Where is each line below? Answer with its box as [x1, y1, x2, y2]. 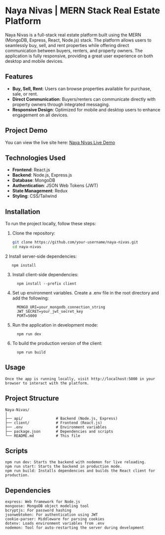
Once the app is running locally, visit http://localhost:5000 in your [5, 376, 155, 381]
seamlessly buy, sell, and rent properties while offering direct [5, 42, 130, 48]
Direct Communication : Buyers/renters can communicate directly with [12, 96, 156, 102]
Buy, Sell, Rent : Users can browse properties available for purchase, [12, 86, 152, 92]
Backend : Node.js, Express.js [12, 172, 72, 178]
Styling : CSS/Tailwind [12, 193, 57, 199]
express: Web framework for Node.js [5, 499, 80, 504]
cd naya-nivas [12, 244, 41, 249]
